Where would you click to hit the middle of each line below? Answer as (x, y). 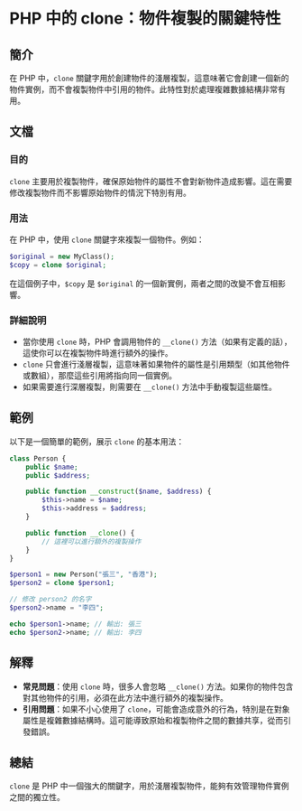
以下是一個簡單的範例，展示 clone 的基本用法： (97, 441)
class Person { (38, 458)
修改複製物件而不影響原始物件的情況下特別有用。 (100, 192)
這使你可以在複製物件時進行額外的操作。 (97, 353)
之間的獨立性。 (37, 797)
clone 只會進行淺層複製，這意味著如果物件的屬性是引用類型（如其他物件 (156, 364)
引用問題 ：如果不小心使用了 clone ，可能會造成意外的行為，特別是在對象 (156, 709)
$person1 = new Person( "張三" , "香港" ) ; (83, 574)
